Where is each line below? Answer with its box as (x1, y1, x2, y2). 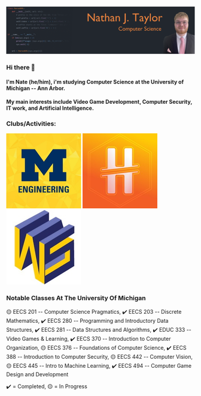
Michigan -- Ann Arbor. (6, 85, 66, 92)
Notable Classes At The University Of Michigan (6, 294, 147, 302)
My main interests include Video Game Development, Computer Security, (6, 98, 193, 106)
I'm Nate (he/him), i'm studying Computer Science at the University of (6, 78, 184, 85)
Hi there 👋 (6, 63, 36, 71)
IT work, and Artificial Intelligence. (6, 104, 95, 112)
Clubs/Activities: (6, 119, 57, 128)
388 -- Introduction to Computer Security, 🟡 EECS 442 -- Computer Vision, (6, 353, 193, 360)
